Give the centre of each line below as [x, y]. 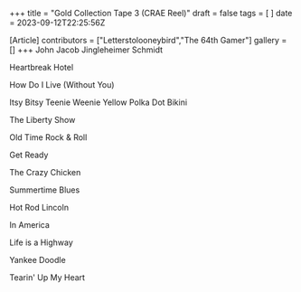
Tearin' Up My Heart [47, 278]
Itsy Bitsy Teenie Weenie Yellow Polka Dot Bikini [99, 102]
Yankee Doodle [38, 260]
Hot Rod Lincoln [39, 207]
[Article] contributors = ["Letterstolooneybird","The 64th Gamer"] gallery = [148, 40]
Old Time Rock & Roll [48, 137]
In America [29, 225]
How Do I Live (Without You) [62, 85]
